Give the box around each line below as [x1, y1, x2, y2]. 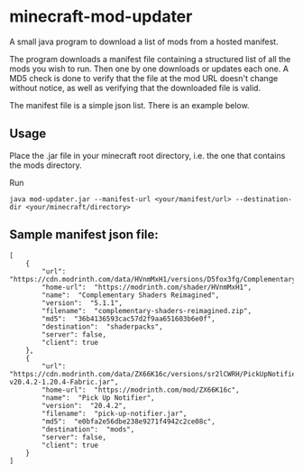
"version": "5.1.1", [41, 298, 124, 308]
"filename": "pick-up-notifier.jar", [41, 409, 188, 418]
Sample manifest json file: [9, 227, 160, 243]
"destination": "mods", [41, 424, 135, 434]
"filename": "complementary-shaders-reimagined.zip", [41, 306, 252, 315]
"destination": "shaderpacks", [41, 322, 164, 331]
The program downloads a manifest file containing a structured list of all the [9, 53, 291, 64]
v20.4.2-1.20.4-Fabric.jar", [9, 377, 119, 386]
